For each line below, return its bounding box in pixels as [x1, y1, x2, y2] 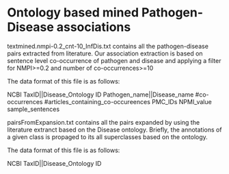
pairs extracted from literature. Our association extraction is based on [7, 49, 203, 58]
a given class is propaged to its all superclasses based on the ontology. [7, 132, 208, 141]
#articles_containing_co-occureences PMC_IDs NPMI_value [44, 97, 212, 105]
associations [56, 19, 131, 35]
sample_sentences [7, 105, 60, 113]
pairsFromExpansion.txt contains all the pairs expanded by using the [7, 118, 200, 126]
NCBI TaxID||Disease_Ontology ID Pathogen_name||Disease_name [7, 90, 194, 99]
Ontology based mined [7, 5, 139, 21]
